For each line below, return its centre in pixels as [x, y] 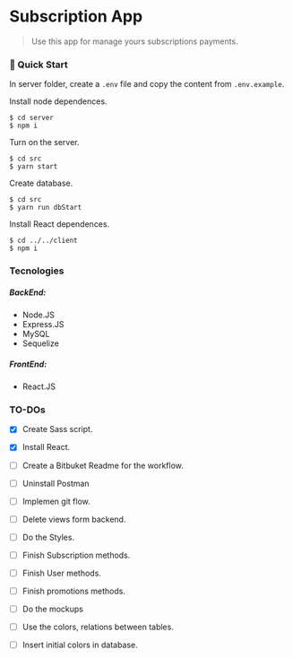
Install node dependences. [58, 101]
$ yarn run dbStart [46, 208]
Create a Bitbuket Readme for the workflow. [103, 465]
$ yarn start [34, 167]
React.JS [39, 386]
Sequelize [41, 343]
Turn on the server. [44, 143]
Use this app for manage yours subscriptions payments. [135, 41]
